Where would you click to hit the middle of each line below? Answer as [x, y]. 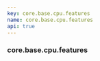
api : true [21, 26]
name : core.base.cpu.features [50, 20]
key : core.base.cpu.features [49, 13]
